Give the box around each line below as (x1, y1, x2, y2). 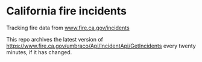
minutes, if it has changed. (6, 48, 72, 55)
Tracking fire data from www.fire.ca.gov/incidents (6, 24, 130, 31)
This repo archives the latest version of (6, 36, 104, 43)
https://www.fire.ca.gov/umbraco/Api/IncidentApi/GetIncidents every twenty (6, 42, 196, 49)
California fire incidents (6, 4, 127, 18)
